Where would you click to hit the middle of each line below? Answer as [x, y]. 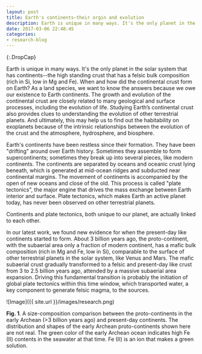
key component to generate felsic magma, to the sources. [78, 290]
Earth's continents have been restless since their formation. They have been [101, 145]
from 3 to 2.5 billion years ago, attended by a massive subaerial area [91, 271]
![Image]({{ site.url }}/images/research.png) [60, 302]
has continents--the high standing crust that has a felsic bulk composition [98, 75]
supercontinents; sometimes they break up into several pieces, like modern [99, 157]
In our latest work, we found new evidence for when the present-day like [96, 232]
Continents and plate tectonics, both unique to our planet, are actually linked [101, 214]
